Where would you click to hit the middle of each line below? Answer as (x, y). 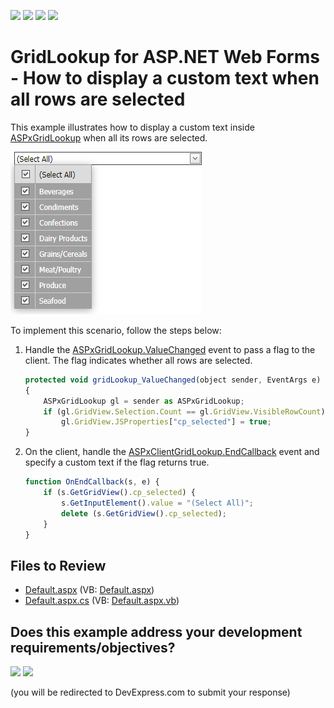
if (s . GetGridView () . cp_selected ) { (119, 493)
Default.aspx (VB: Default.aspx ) (89, 590)
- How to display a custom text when (165, 78)
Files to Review (58, 565)
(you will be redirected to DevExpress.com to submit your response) (150, 692)
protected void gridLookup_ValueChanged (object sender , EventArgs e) (173, 380)
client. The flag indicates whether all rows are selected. (138, 360)
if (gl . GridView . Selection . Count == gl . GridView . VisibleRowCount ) (184, 411)
